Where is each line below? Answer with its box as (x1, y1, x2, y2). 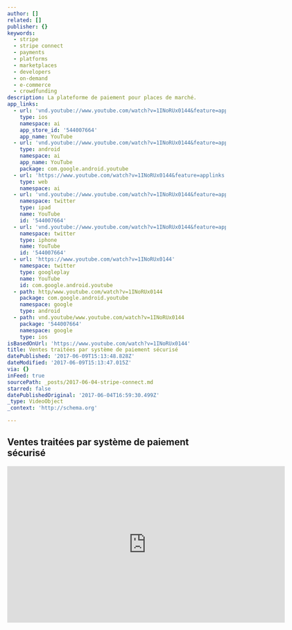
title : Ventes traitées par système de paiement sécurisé (7, 346, 178, 353)
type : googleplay (19, 268, 70, 275)
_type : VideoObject (7, 398, 64, 405)
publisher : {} (7, 23, 49, 30)
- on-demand (13, 74, 49, 82)
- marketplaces (13, 62, 58, 69)
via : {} (7, 366, 30, 373)
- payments (13, 49, 45, 56)
